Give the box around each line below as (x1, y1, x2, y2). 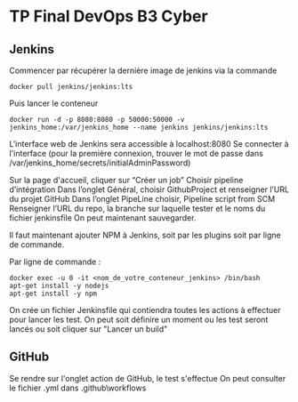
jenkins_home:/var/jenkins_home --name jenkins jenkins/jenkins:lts (9, 123, 269, 132)
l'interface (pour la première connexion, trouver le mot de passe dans (9, 149, 264, 158)
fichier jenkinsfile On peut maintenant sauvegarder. (9, 213, 197, 223)
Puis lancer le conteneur (9, 98, 99, 109)
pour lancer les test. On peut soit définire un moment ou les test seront (9, 314, 269, 325)
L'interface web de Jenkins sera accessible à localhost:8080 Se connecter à (9, 139, 289, 149)
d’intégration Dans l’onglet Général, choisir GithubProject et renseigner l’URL (9, 184, 290, 195)
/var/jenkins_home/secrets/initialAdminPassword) (9, 157, 191, 168)
